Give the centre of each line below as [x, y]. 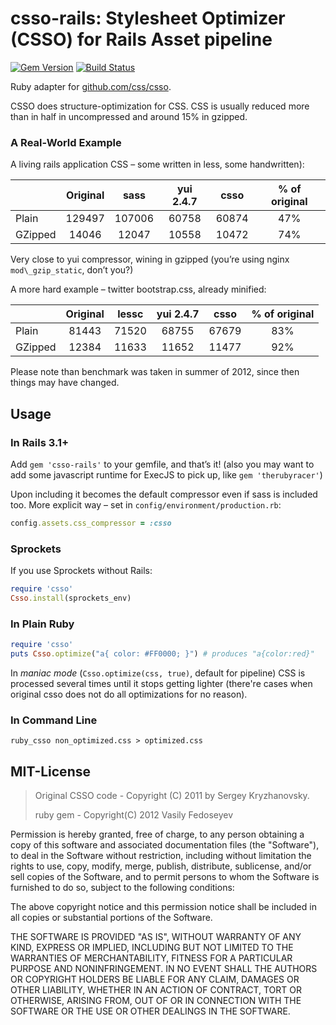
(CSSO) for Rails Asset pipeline [141, 39]
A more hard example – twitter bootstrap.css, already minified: [138, 289]
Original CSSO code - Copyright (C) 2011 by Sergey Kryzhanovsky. [172, 795]
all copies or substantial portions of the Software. [111, 917]
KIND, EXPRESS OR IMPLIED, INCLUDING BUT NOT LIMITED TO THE [152, 947]
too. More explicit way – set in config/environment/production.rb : [146, 504]
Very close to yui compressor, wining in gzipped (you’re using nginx [150, 259]
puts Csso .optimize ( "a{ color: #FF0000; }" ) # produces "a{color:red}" [162, 654]
